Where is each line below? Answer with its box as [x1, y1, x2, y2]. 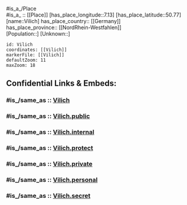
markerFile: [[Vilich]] [6, 52, 65, 58]
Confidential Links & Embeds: [6, 78, 117, 88]
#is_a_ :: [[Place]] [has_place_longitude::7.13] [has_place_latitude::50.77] [6, 11, 182, 18]
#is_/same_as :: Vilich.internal [6, 128, 94, 136]
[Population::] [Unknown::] [6, 30, 71, 37]
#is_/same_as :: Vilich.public [6, 112, 90, 120]
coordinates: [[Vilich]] [6, 47, 67, 53]
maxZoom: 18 [6, 62, 35, 68]
